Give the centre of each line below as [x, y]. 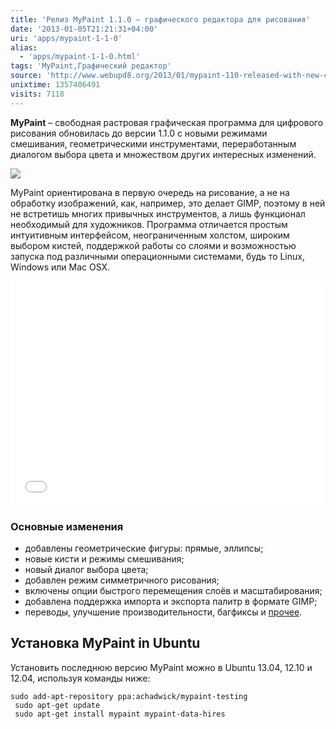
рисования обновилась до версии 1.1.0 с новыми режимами [139, 133]
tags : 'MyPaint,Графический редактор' [91, 66]
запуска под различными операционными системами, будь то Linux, [157, 256]
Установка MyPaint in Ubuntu [105, 643]
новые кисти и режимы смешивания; [104, 558]
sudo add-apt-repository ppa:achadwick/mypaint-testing [129, 696]
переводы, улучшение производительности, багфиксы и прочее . [163, 612]
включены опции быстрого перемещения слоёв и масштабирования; [173, 590]
